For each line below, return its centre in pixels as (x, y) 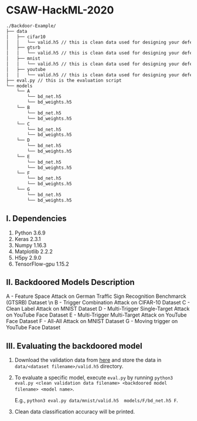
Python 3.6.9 (30, 233)
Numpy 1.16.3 (30, 245)
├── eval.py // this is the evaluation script (64, 80)
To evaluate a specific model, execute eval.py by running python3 (94, 378)
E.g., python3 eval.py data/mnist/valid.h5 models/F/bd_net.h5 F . (96, 400)
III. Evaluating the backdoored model (74, 346)
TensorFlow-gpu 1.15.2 (42, 264)
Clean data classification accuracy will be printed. (75, 412)
